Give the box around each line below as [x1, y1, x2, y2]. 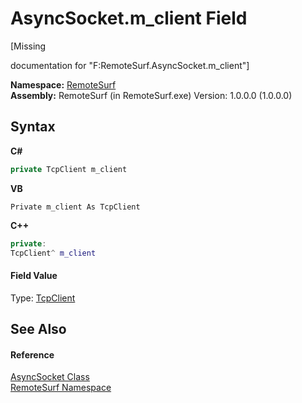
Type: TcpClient [10, 292, 76, 304]
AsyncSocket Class [10, 371, 90, 383]
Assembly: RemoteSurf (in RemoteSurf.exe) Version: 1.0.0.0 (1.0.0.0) [10, 89, 293, 101]
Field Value [10, 269, 58, 281]
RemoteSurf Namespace [10, 382, 112, 394]
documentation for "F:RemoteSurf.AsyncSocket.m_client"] [10, 59, 250, 71]
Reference [10, 348, 55, 361]
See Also [10, 320, 67, 337]
